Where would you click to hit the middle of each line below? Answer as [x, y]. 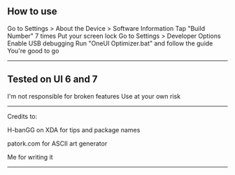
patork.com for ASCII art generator [57, 143]
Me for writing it [30, 157]
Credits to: [22, 116]
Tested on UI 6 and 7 [52, 79]
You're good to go [33, 50]
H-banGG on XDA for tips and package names [74, 129]
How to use [32, 12]
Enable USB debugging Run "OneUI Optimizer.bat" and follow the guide [110, 43]
